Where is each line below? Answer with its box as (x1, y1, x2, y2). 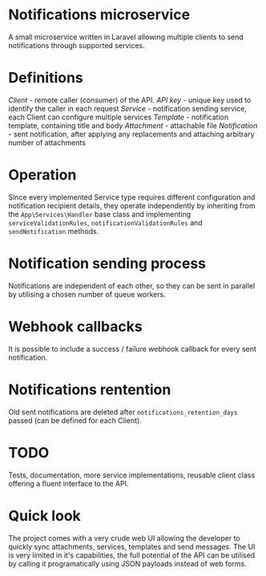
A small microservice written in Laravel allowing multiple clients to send (8, 32, 244, 42)
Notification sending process (8, 255, 207, 272)
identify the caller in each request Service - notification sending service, (8, 103, 247, 113)
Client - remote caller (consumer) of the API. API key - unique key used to (8, 95, 252, 105)
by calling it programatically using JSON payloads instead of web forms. (8, 558, 247, 568)
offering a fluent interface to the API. (8, 478, 129, 488)
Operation (8, 166, 77, 184)
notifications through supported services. (8, 40, 146, 50)
